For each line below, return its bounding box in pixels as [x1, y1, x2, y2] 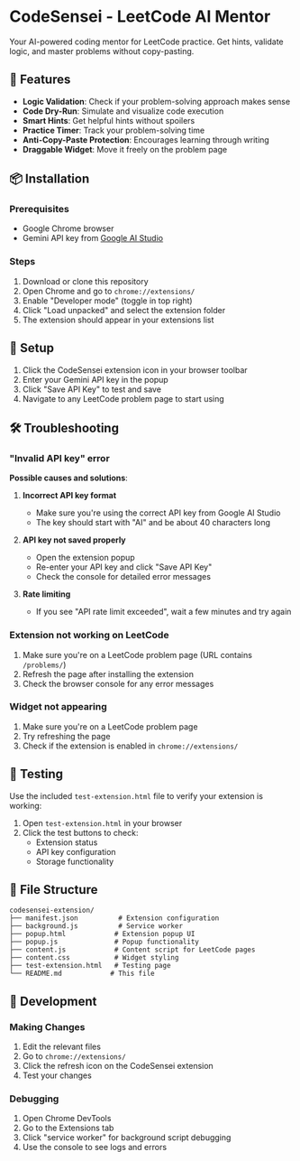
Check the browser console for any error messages [22, 678, 214, 689]
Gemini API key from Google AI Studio [22, 233, 164, 244]
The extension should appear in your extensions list [22, 314, 214, 325]
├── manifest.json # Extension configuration [9, 914, 220, 923]
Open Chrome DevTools [22, 1113, 112, 1124]
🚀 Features [9, 72, 71, 88]
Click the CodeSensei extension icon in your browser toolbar [22, 364, 248, 376]
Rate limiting [22, 589, 71, 599]
